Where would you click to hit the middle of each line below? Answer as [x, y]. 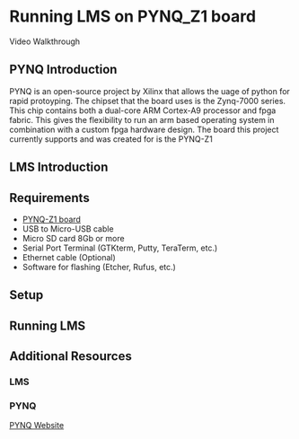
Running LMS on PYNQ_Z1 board [133, 17]
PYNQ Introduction [63, 70]
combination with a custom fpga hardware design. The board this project [144, 129]
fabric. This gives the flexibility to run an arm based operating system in [142, 119]
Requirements [49, 198]
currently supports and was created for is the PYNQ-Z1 [111, 139]
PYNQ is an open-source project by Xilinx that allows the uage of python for [149, 91]
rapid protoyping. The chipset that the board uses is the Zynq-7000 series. [147, 101]
